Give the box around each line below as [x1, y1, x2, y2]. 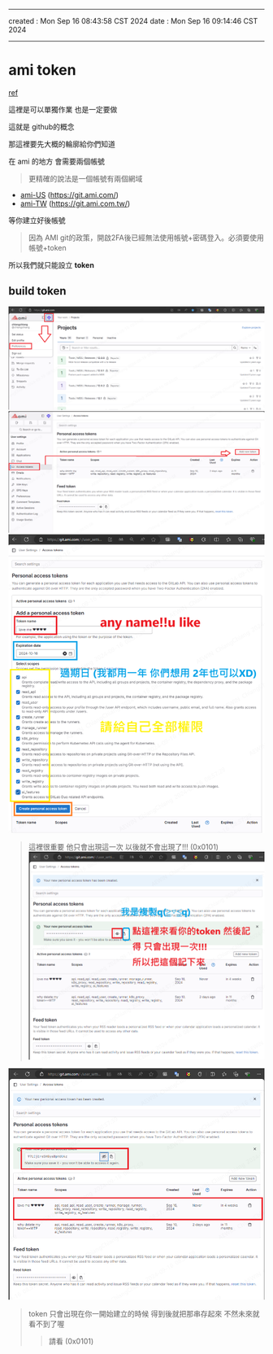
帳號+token [28, 242, 67, 252]
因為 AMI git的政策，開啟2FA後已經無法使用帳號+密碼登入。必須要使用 [28, 233, 264, 242]
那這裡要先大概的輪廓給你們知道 [8, 139, 115, 149]
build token [8, 284, 67, 298]
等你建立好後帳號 [8, 215, 66, 225]
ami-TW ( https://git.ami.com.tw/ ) [19, 199, 131, 208]
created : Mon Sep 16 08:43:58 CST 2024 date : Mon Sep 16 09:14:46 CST [8, 16, 258, 25]
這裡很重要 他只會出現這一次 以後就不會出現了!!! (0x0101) [28, 841, 219, 851]
